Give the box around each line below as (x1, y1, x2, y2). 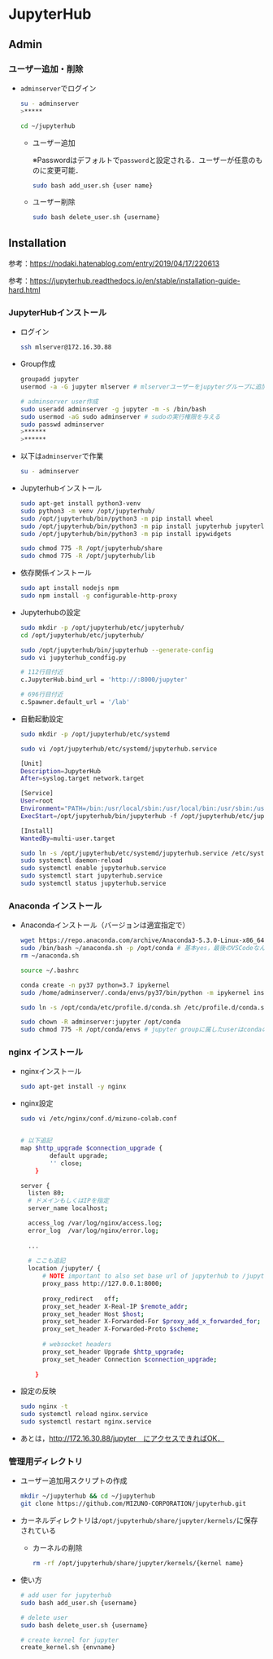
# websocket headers (41, 1340, 112, 1349)
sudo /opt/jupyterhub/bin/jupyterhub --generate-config (19, 645, 214, 654)
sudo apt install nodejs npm (19, 584, 119, 592)
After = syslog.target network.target (19, 775, 145, 783)
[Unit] (19, 759, 43, 768)
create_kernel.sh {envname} (19, 1644, 115, 1652)
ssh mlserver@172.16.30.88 (19, 343, 112, 351)
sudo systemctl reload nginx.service (19, 1410, 149, 1419)
